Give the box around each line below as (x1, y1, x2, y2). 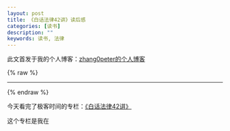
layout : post (7, 10, 44, 17)
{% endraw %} (7, 88, 49, 96)
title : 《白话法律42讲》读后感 (7, 16, 86, 23)
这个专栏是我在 (7, 117, 49, 125)
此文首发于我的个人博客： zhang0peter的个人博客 (7, 55, 146, 63)
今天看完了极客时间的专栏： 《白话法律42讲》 (7, 102, 132, 111)
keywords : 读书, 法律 (7, 35, 65, 42)
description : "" (7, 29, 53, 36)
